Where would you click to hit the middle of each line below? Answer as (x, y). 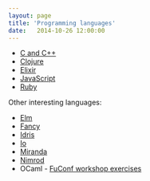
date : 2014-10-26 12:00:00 (57, 30)
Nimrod (32, 160)
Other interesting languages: (55, 102)
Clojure (32, 61)
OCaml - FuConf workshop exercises (81, 169)
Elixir (28, 70)
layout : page (30, 16)
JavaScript (37, 79)
